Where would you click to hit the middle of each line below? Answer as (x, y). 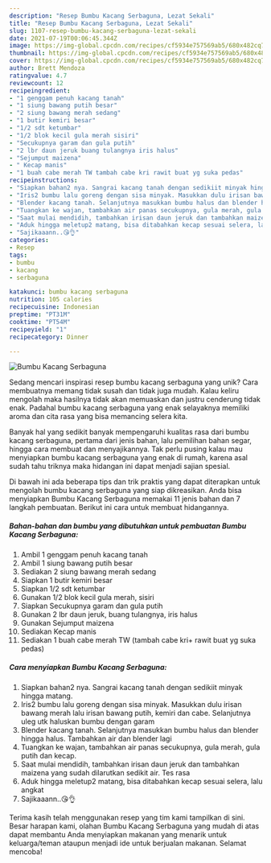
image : (20, 46)
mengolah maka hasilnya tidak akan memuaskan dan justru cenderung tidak (135, 400)
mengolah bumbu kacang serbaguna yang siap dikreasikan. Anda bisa (125, 491)
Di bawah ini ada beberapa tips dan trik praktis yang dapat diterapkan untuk (135, 482)
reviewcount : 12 (36, 83)
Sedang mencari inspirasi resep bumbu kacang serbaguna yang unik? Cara (134, 382)
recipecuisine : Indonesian (54, 307)
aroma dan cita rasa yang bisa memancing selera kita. (99, 417)
